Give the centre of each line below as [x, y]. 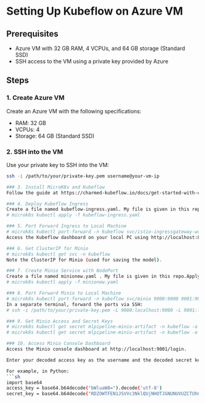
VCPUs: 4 [27, 129]
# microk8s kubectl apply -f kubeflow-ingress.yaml [73, 215]
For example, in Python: [38, 371]
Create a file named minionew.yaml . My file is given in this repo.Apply [103, 276]
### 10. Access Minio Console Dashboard [59, 344]
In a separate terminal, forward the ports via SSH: [75, 304]
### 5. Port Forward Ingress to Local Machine [67, 226]
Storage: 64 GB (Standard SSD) [55, 136]
